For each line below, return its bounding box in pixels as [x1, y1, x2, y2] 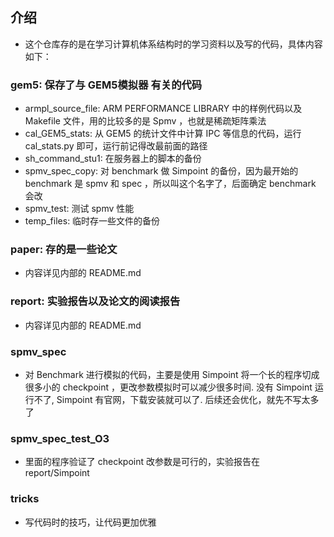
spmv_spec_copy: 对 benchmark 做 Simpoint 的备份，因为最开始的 [24, 165, 299, 177]
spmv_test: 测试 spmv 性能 [24, 203, 135, 215]
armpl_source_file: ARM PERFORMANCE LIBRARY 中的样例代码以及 [24, 103, 303, 115]
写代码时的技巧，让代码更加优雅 [24, 516, 157, 528]
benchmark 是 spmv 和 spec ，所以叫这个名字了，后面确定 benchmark [24, 178, 317, 190]
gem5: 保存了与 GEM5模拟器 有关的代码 [10, 78, 203, 92]
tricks [10, 492, 40, 506]
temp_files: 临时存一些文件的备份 [24, 215, 161, 227]
